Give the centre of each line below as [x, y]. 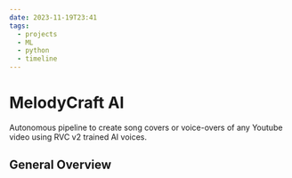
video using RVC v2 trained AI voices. [78, 137]
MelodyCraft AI [67, 103]
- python [33, 51]
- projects [37, 34]
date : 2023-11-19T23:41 [53, 17]
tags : [19, 26]
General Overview [61, 165]
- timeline [37, 59]
